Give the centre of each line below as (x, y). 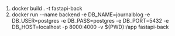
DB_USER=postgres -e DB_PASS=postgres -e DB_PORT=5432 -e (90, 21)
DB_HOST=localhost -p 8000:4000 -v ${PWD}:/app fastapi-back (90, 27)
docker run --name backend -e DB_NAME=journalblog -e (81, 15)
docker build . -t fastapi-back (47, 8)
